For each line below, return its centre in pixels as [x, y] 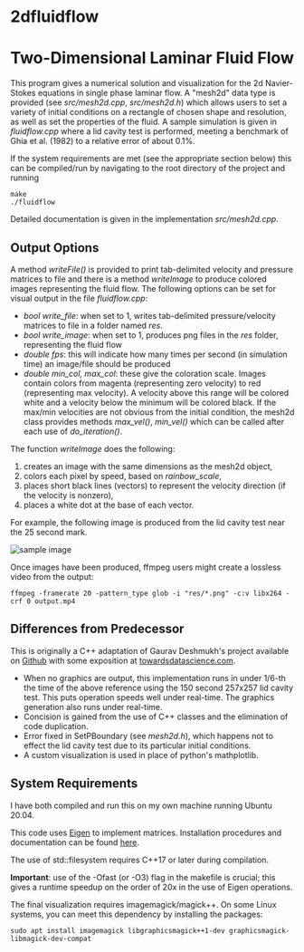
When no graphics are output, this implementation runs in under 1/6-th [154, 678]
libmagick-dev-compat [51, 938]
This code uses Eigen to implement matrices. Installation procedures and [146, 832]
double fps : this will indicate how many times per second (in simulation [155, 354]
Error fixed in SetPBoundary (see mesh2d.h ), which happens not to [148, 736]
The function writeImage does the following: [93, 448]
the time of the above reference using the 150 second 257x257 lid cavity [158, 688]
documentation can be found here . [75, 842]
